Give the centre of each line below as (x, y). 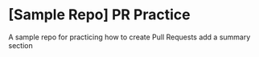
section (21, 45)
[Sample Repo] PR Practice (99, 15)
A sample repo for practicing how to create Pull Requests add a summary (129, 37)
